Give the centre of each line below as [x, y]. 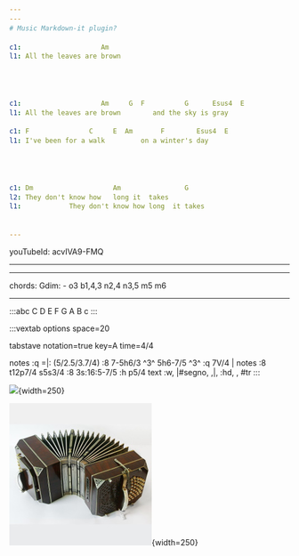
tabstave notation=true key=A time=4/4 [81, 345]
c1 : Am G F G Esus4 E [127, 103]
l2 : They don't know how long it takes [89, 197]
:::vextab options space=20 [60, 328]
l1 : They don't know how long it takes [107, 206]
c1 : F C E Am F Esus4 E [119, 132]
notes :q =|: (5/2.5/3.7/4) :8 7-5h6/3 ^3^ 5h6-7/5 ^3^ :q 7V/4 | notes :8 [138, 363]
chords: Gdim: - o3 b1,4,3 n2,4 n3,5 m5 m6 [88, 286]
